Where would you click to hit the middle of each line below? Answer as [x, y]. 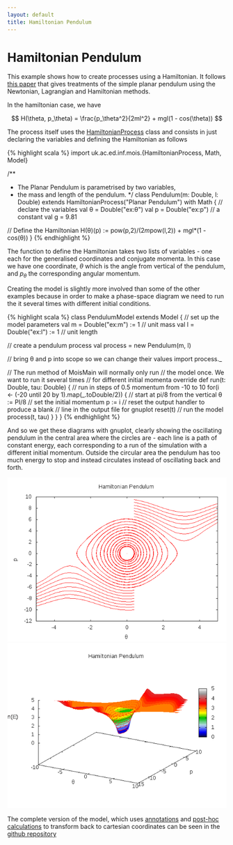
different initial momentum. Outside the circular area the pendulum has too [114, 452]
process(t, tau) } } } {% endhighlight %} [64, 417]
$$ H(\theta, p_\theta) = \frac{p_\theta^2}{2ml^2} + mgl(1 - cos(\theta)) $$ [117, 119]
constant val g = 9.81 [47, 217]
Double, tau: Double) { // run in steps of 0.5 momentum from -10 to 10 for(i [113, 388]
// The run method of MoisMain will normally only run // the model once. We [116, 372]
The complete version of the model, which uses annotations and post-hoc [113, 819]
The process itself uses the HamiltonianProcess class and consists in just [112, 132]
